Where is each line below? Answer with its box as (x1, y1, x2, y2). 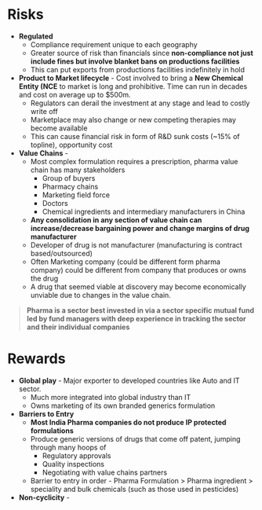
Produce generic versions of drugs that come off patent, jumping (30, 434, 241, 443)
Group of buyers (42, 173, 96, 182)
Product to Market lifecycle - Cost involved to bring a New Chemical (18, 73, 244, 83)
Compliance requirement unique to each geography (30, 39, 198, 49)
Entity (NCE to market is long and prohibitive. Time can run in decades (18, 81, 248, 91)
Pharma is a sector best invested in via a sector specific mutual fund (26, 305, 255, 315)
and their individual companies (26, 322, 130, 332)
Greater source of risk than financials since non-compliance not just (30, 48, 254, 57)
